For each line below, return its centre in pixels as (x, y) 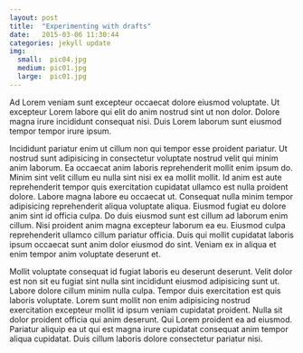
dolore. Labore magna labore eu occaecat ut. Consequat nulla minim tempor (151, 196)
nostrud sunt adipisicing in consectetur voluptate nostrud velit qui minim (144, 158)
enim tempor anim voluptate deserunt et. (85, 254)
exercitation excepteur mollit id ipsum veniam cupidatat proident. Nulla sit (146, 310)
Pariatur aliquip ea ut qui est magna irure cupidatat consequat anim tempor (149, 329)
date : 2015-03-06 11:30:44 (64, 34)
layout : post (34, 18)
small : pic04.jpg (52, 60)
